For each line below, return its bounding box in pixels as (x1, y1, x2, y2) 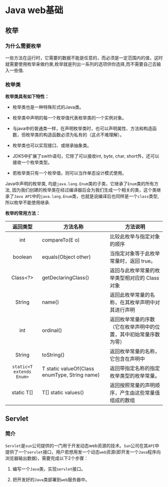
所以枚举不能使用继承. (5, 199, 51, 206)
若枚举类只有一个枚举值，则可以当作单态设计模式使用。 (12, 170, 126, 176)
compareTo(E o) (41, 236, 80, 243)
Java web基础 (5, 5, 63, 16)
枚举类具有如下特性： (5, 93, 49, 99)
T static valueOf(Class (41, 365, 94, 372)
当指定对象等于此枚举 (109, 250, 160, 257)
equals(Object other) (41, 254, 91, 261)
